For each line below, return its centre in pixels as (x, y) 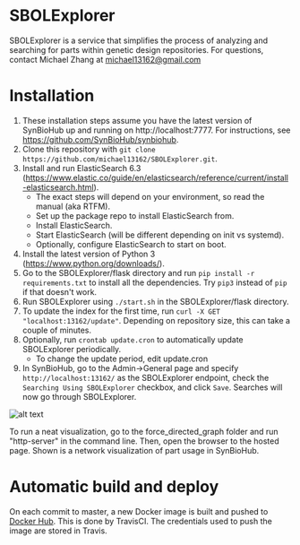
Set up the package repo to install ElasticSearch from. (135, 215)
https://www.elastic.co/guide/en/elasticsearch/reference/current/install (157, 177)
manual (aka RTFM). (73, 206)
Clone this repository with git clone (89, 149)
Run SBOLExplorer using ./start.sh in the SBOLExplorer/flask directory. (155, 301)
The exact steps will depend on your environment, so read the (150, 196)
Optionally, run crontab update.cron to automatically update (133, 339)
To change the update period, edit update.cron (122, 359)
